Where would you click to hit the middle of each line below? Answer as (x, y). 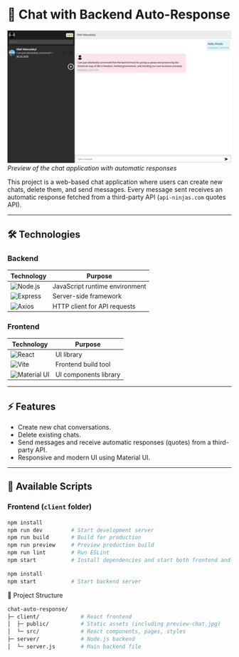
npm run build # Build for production (74, 538)
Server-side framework (87, 296)
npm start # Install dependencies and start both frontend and (119, 560)
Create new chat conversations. (64, 427)
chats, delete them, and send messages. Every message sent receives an (115, 189)
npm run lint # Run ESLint (59, 553)
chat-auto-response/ (38, 609)
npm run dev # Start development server (81, 530)
